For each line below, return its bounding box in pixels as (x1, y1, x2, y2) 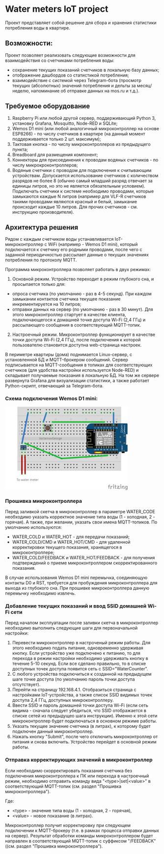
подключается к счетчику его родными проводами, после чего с (5, 247, 142, 252)
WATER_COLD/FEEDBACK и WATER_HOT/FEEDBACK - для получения (12, 555, 155, 561)
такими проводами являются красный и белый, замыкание (12, 198, 137, 204)
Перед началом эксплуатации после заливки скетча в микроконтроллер (5, 620, 159, 626)
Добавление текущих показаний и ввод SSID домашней (5, 603, 147, 609)
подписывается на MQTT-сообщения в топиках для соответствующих (5, 362, 153, 368)
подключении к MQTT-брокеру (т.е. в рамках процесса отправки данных (5, 827, 160, 833)
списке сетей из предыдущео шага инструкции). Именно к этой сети (12, 713, 158, 719)
